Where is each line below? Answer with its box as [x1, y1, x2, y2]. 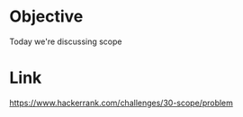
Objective [9, 6, 84, 27]
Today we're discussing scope [9, 36, 122, 47]
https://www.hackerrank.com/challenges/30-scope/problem [9, 97, 234, 108]
